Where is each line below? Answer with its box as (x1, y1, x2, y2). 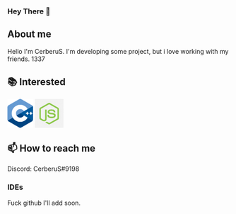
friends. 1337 (7, 55, 46, 63)
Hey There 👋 (7, 6, 51, 16)
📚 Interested (7, 76, 66, 88)
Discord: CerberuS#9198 (7, 164, 80, 173)
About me (7, 28, 52, 40)
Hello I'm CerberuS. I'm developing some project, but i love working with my (7, 47, 229, 55)
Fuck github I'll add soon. (7, 198, 81, 207)
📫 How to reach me (7, 142, 96, 154)
